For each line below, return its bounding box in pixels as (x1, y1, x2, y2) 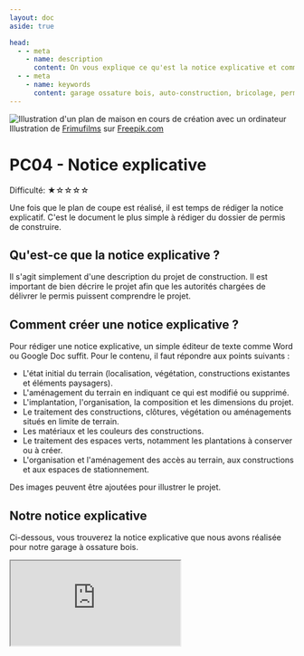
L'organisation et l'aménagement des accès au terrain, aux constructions (22, 454, 294, 466)
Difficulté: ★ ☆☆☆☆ (9, 185, 90, 195)
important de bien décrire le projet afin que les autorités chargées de (9, 281, 266, 292)
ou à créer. (22, 445, 63, 456)
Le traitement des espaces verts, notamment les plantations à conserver (22, 435, 293, 446)
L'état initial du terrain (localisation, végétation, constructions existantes (22, 368, 290, 379)
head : (9, 38, 30, 47)
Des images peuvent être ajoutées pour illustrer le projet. (9, 481, 222, 493)
